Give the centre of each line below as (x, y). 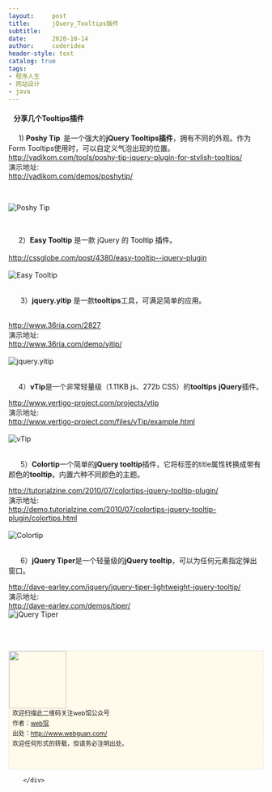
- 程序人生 (24, 76)
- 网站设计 (24, 84)
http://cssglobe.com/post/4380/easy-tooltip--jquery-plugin (108, 257)
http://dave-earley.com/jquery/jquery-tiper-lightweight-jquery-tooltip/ (125, 587)
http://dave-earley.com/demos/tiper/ (70, 605)
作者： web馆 (30, 723)
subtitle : (25, 31)
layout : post (38, 16)
